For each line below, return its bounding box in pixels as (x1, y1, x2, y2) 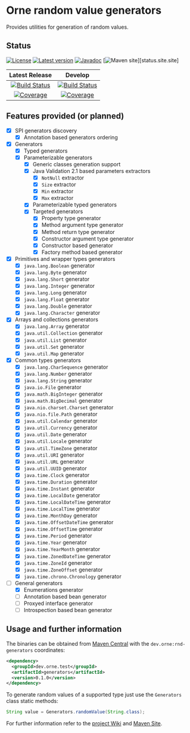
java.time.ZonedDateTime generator (23, 552, 111, 559)
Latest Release (9, 71, 52, 79)
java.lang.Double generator (23, 303, 92, 310)
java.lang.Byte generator (23, 269, 88, 276)
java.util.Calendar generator (23, 417, 98, 425)
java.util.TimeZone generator (23, 444, 98, 452)
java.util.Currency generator (23, 424, 98, 431)
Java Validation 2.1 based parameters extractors (32, 167, 151, 174)
